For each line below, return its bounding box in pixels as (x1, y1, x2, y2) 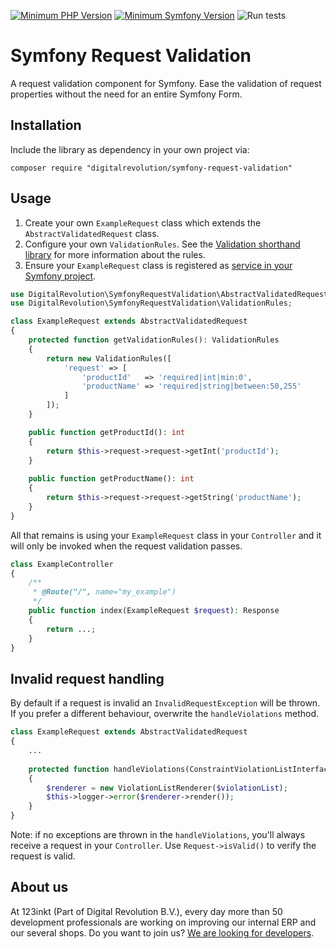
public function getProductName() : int (28, 474, 195, 484)
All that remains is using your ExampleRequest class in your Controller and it (10, 529, 322, 541)
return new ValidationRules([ (46, 353, 172, 364)
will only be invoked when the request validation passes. (10, 540, 243, 552)
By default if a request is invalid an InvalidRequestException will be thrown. (10, 697, 321, 709)
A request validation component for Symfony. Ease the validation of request (10, 77, 322, 89)
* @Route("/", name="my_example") (32, 587, 177, 597)
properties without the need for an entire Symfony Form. (10, 88, 243, 100)
